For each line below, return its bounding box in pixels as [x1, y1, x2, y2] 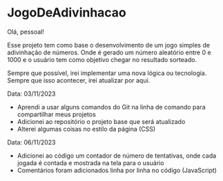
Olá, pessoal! [7, 28, 45, 36]
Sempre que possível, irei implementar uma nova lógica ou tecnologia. [7, 69, 207, 77]
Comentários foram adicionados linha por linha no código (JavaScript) [17, 166, 217, 174]
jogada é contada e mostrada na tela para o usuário [17, 158, 164, 167]
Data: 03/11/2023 [7, 89, 56, 98]
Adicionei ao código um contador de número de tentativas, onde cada [17, 151, 217, 160]
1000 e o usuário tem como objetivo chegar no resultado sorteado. [7, 55, 197, 63]
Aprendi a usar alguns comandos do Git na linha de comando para [17, 103, 206, 111]
